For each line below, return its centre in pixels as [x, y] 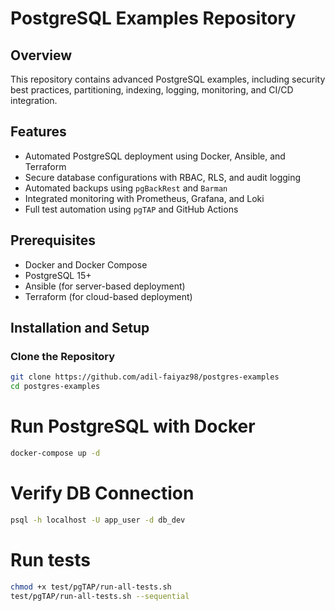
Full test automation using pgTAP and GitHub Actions [131, 209]
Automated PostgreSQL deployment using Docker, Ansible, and [155, 156]
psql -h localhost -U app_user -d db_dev [98, 520]
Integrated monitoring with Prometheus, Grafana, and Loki [144, 198]
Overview [41, 55]
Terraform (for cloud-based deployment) [108, 296]
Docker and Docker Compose [86, 264]
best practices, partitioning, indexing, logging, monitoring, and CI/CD [152, 90]
